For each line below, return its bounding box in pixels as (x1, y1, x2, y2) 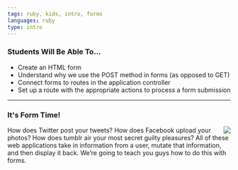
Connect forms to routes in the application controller (17, 78, 171, 86)
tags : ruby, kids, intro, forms (7, 10, 103, 18)
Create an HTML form (17, 63, 81, 72)
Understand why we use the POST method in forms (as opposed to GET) (17, 70, 230, 79)
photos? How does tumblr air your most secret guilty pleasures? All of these (7, 133, 229, 142)
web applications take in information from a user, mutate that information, (7, 141, 222, 149)
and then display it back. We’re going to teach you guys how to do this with (7, 148, 227, 157)
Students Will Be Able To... (7, 47, 101, 57)
